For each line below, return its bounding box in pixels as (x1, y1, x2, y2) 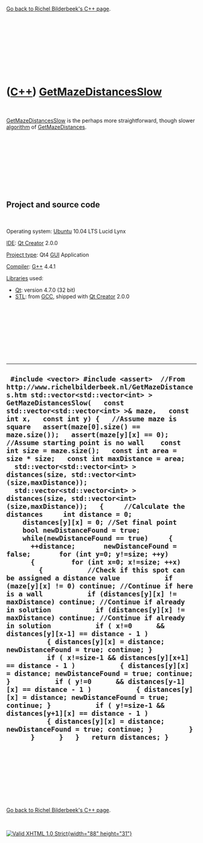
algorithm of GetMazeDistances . (6, 123, 87, 130)
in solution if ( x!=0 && (6, 622, 165, 630)
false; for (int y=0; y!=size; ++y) (6, 550, 169, 559)
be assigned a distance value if (6, 574, 173, 583)
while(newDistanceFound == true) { (22, 534, 173, 543)
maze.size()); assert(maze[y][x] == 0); (6, 431, 169, 439)
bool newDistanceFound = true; (22, 526, 141, 535)
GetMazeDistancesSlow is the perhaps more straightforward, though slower (6, 116, 195, 124)
